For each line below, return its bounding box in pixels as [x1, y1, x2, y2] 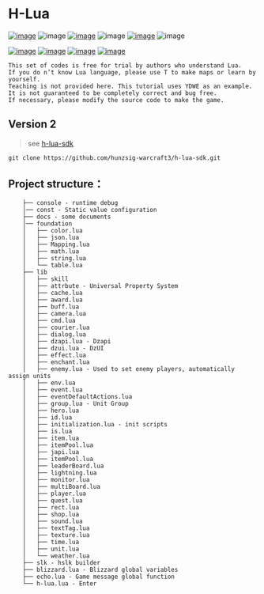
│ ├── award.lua [22, 296, 83, 304]
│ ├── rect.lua [22, 503, 80, 511]
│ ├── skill [22, 274, 69, 283]
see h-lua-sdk [27, 138, 74, 148]
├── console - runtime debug [22, 199, 119, 206]
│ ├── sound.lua [22, 517, 83, 525]
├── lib [22, 268, 47, 276]
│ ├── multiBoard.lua [22, 482, 101, 490]
